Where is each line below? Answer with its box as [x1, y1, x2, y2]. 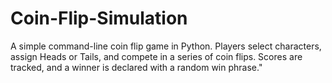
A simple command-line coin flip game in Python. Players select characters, [10, 40, 322, 52]
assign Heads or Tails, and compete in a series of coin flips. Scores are [10, 50, 303, 62]
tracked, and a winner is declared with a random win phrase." [10, 61, 263, 73]
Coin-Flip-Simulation [10, 7, 188, 30]
